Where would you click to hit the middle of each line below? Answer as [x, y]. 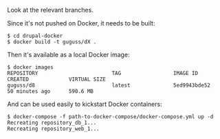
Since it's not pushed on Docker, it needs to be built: [81, 23]
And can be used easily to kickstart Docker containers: [85, 104]
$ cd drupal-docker [35, 36]
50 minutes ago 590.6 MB [51, 92]
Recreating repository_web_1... [53, 129]
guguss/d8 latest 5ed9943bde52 [109, 85]
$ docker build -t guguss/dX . [52, 42]
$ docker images [30, 67]
